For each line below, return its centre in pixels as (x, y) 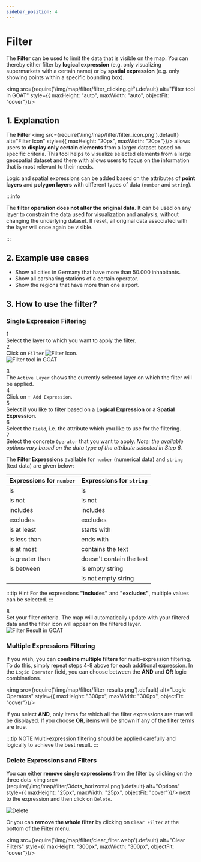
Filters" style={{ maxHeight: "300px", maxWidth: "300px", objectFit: (90, 846)
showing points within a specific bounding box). (65, 77)
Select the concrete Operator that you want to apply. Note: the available (95, 441)
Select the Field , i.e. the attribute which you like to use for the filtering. (94, 428)
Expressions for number (42, 480)
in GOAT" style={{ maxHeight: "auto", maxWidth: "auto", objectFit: (88, 95)
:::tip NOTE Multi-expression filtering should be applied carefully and (91, 738)
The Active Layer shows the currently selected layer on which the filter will (99, 377)
